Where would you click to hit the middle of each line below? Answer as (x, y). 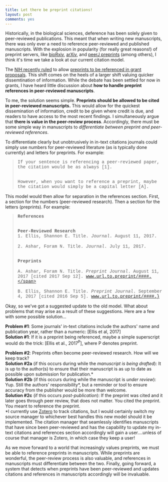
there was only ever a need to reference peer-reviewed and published (77, 44)
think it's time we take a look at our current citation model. (65, 60)
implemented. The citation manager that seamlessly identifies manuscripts (82, 422)
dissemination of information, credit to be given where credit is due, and (79, 111)
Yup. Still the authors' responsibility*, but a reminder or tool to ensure (76, 385)
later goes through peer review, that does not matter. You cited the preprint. (83, 401)
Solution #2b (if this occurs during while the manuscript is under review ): (81, 379)
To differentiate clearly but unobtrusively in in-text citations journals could (81, 142)
